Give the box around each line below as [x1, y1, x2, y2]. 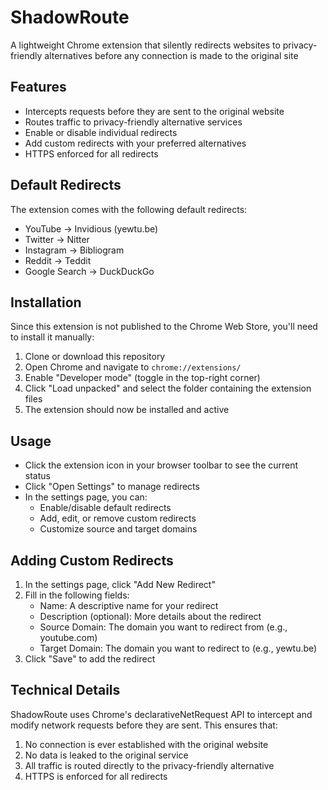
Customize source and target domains [39, 523, 198, 535]
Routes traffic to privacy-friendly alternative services [24, 116, 243, 128]
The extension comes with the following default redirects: [10, 203, 248, 215]
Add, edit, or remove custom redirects [39, 512, 197, 525]
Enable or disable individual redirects [24, 126, 178, 138]
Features [10, 79, 67, 96]
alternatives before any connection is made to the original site [44, 49, 299, 61]
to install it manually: [10, 331, 95, 343]
